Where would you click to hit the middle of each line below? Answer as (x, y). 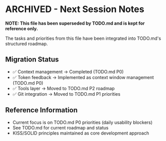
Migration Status (32, 60)
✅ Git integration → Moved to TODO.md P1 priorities (66, 94)
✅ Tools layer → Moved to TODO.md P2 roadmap (64, 88)
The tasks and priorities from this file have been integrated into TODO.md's (83, 38)
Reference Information (42, 110)
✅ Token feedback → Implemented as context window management (83, 77)
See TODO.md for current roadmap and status (60, 127)
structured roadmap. (26, 43)
